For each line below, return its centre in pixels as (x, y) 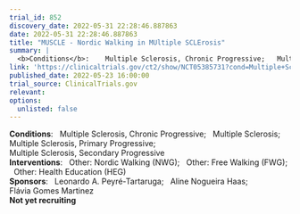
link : (19, 68)
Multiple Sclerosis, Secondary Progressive (87, 153)
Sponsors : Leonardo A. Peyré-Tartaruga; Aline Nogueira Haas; (129, 181)
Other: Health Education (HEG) (70, 172)
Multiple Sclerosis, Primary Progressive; (83, 144)
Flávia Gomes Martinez (51, 191)
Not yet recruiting (43, 201)
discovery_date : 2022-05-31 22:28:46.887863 (93, 26)
